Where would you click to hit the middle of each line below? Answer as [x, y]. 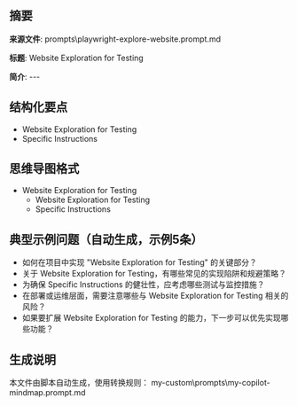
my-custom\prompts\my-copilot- [210, 383]
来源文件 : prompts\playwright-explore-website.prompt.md [115, 39]
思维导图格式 [44, 169]
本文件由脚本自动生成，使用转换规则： [79, 383]
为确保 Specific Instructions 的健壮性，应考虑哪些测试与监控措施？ [143, 285]
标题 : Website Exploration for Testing [76, 58]
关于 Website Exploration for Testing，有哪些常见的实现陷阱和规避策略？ [154, 274]
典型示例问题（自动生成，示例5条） [106, 239]
